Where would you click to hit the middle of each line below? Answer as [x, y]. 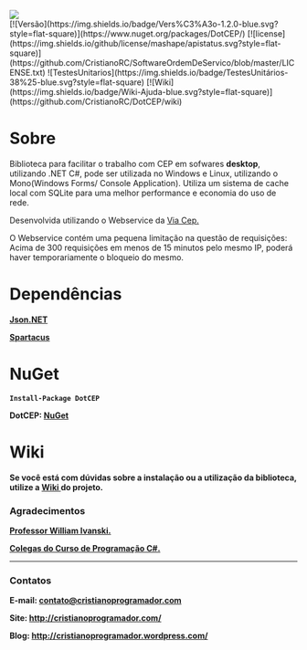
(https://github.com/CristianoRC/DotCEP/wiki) [96, 101]
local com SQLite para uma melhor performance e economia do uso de [143, 193]
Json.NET [29, 320]
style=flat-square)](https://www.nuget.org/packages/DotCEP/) [127, 34]
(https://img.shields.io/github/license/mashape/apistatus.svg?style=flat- [145, 43]
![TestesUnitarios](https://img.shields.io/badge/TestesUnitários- [168, 73]
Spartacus [30, 337]
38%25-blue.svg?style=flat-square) [77, 82]
